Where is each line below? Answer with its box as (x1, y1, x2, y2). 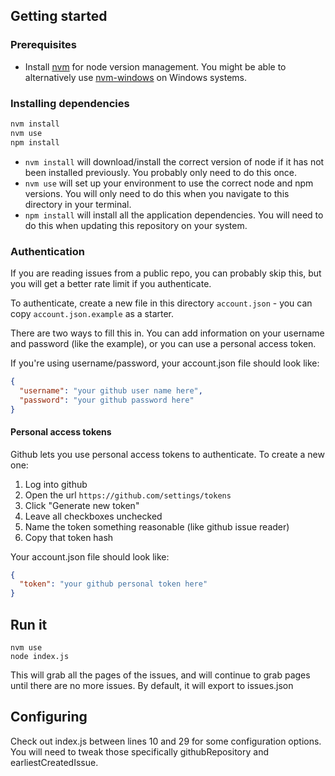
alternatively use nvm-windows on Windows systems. (24, 71, 248, 83)
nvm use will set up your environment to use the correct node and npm (24, 177, 314, 189)
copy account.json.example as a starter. (10, 307, 175, 319)
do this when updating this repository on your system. (24, 219, 248, 231)
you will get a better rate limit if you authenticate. (10, 277, 212, 289)
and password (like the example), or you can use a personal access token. (10, 337, 317, 349)
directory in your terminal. (24, 198, 132, 210)
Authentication (10, 244, 85, 258)
